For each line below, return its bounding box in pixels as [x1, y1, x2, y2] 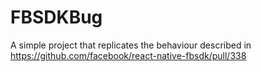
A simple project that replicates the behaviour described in [10, 39, 252, 51]
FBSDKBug [10, 6, 103, 29]
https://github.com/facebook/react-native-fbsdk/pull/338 [10, 49, 247, 61]
